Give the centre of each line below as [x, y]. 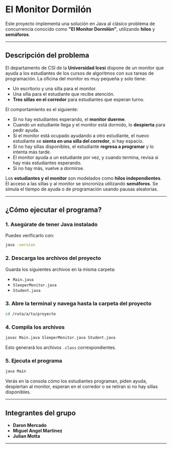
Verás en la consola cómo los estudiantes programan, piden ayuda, [76, 381]
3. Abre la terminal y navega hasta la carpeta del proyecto [79, 303]
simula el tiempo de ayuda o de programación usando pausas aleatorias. [82, 189]
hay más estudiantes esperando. [47, 163]
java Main [16, 371]
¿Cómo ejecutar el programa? [53, 210]
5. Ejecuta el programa [34, 360]
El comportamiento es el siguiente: [42, 109]
